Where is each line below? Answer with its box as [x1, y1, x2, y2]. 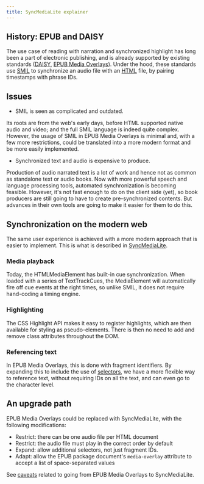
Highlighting [6, 306, 44, 314]
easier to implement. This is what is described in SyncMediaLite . [6, 242, 168, 249]
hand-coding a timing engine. [6, 291, 80, 298]
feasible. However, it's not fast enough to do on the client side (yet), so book [6, 189, 198, 196]
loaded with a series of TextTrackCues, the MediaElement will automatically [6, 277, 196, 284]
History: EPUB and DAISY [6, 32, 105, 42]
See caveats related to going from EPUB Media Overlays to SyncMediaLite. [6, 471, 195, 478]
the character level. [6, 381, 55, 388]
